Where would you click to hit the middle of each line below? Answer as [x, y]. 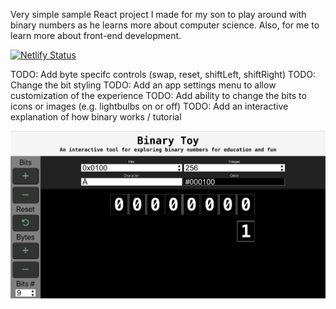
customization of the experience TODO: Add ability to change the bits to [158, 95]
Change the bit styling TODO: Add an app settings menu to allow [143, 85]
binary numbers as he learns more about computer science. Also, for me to [165, 25]
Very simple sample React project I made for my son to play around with [158, 14]
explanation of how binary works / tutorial [96, 117]
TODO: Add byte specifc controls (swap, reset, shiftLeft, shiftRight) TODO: [163, 74]
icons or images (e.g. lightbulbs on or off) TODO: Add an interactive [149, 106]
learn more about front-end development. [96, 35]
